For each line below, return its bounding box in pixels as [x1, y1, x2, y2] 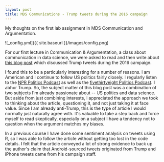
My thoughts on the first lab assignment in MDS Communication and [5, 25, 143, 31]
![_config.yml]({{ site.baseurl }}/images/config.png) [5, 40, 109, 45]
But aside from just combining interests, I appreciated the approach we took [5, 95, 158, 101]
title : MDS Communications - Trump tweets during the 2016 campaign [5, 12, 148, 17]
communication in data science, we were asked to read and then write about [5, 54, 160, 60]
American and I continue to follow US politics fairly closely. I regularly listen [5, 74, 157, 80]
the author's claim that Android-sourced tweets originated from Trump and [5, 146, 156, 152]
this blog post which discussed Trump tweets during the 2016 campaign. [5, 60, 152, 65]
